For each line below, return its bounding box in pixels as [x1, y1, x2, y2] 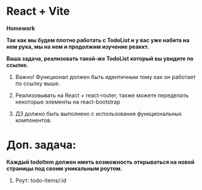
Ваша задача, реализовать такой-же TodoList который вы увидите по [6, 55, 194, 62]
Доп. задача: [6, 138, 77, 152]
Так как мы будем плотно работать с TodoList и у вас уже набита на [6, 36, 190, 44]
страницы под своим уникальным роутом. [6, 164, 122, 172]
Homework [6, 25, 36, 32]
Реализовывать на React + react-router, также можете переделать [15, 91, 189, 99]
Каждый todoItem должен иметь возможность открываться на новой [6, 158, 195, 165]
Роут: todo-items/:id [15, 177, 67, 184]
